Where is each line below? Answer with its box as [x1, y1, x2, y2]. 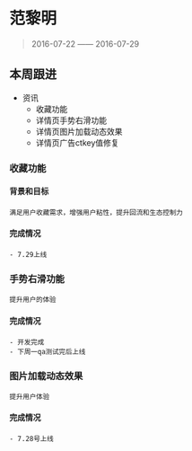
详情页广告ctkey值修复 [35, 137, 119, 148]
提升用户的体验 [9, 296, 57, 305]
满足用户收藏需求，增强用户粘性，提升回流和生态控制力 [9, 208, 184, 217]
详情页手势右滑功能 [35, 114, 108, 126]
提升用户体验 [9, 392, 50, 401]
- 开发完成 [9, 338, 45, 347]
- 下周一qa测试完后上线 [9, 347, 86, 356]
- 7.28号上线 [9, 435, 54, 444]
